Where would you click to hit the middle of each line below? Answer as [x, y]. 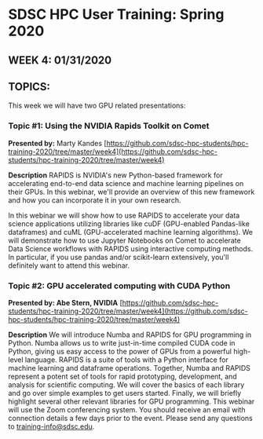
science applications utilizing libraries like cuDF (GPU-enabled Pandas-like [129, 223]
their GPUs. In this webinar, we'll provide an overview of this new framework [131, 192]
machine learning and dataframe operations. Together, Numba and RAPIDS [130, 368]
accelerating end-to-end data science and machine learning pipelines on [126, 183]
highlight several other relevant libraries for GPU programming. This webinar [131, 401]
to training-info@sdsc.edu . [51, 426]
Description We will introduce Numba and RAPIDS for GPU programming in [130, 335]
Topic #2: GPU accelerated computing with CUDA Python [119, 286]
